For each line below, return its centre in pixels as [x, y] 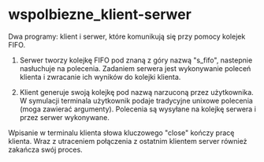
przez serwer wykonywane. [65, 117]
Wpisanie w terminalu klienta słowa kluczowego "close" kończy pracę [121, 133]
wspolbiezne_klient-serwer [100, 15]
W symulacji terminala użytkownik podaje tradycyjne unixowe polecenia [136, 100]
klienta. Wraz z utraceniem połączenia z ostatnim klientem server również [128, 141]
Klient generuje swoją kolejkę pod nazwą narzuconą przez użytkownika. [136, 92]
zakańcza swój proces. [45, 149]
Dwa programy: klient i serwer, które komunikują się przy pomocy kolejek [127, 36]
